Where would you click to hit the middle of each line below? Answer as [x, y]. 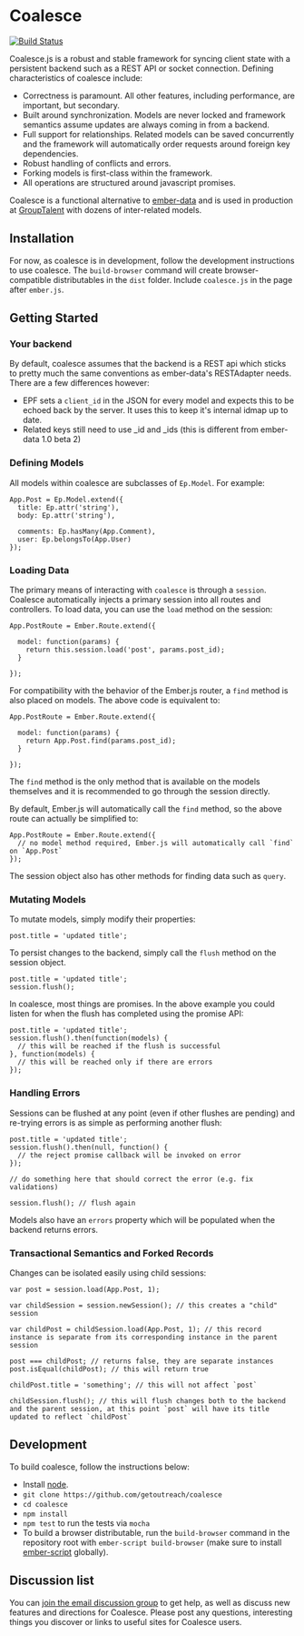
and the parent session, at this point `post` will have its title [140, 1409]
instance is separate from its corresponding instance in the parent [144, 1337]
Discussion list [52, 1581]
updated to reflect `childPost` [70, 1417]
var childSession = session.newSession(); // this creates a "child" [144, 1305]
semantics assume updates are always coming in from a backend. [146, 125]
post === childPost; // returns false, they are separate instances [142, 1361]
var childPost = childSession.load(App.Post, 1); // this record [135, 1329]
